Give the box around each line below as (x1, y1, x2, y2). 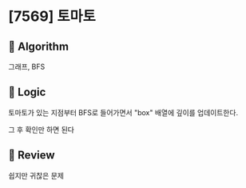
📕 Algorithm (8, 39, 69, 53)
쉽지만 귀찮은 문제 (8, 170, 64, 180)
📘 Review (8, 149, 55, 162)
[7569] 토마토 (8, 7, 96, 26)
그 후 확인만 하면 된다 (8, 125, 74, 134)
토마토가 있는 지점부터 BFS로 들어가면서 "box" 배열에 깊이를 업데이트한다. (8, 107, 238, 117)
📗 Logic (8, 86, 46, 99)
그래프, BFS (8, 62, 46, 71)
